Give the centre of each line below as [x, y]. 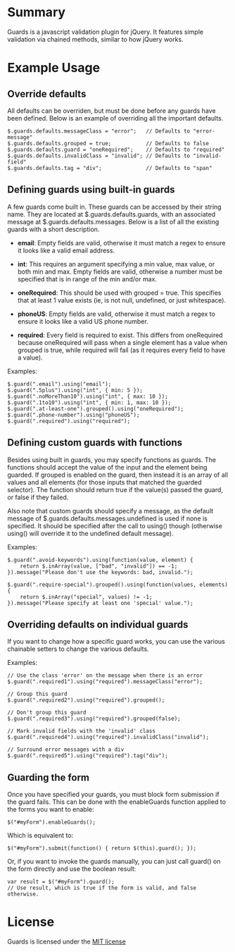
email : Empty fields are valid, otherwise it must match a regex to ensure [121, 243]
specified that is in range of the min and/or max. [87, 279]
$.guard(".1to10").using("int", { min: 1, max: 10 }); [89, 403]
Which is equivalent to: [40, 836]
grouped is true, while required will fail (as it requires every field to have [121, 350]
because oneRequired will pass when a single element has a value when [122, 342]
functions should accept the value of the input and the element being [107, 467]
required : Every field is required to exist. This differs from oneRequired [120, 335]
